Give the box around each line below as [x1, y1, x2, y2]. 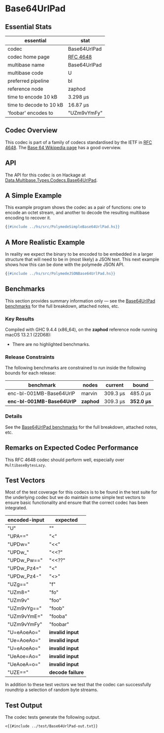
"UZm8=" [7, 589, 30, 596]
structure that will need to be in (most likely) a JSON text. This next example [5, 257, 159, 263]
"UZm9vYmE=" [7, 613, 43, 620]
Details [5, 413, 23, 420]
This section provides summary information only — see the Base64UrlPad [5, 298, 156, 303]
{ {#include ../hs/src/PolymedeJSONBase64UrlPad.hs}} [5, 271, 116, 276]
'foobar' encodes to [7, 109, 53, 116]
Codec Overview [5, 126, 58, 134]
